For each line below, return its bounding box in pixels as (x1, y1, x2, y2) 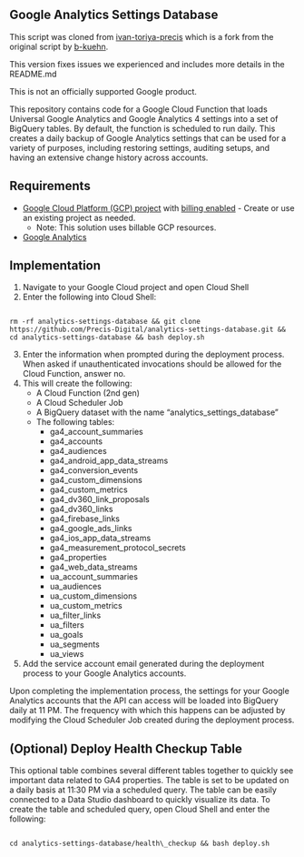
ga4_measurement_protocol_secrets (49, 542, 186, 553)
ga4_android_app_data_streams (49, 455, 169, 467)
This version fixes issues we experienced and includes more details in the (9, 58, 286, 69)
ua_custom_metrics (49, 600, 123, 611)
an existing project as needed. (22, 212, 136, 223)
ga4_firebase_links (49, 513, 121, 524)
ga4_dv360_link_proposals (49, 494, 150, 505)
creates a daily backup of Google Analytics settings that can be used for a (9, 132, 287, 144)
